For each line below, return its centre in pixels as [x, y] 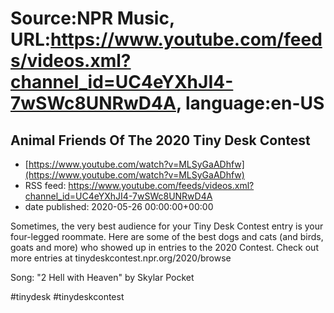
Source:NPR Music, [92, 18]
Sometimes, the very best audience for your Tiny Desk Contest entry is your [167, 226]
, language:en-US [250, 103]
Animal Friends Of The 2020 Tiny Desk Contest [160, 140]
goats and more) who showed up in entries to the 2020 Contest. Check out [164, 247]
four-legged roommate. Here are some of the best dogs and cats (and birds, [167, 236]
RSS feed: [45, 185]
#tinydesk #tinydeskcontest [67, 296]
